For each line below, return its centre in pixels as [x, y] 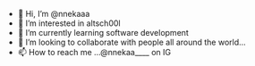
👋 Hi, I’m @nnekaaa [54, 14]
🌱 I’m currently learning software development [103, 33]
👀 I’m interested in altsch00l [69, 23]
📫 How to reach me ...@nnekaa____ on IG [94, 52]
